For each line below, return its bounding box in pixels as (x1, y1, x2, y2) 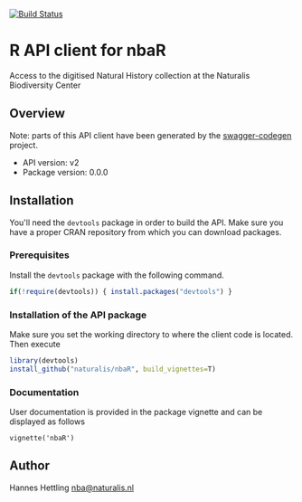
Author (9, 458, 50, 474)
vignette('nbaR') (9, 434, 75, 443)
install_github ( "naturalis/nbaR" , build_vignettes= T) (9, 365, 217, 374)
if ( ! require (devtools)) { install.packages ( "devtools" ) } (9, 287, 232, 296)
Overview (9, 106, 66, 121)
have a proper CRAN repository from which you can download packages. (9, 226, 282, 237)
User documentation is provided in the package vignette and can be (9, 407, 263, 418)
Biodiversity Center (9, 80, 81, 90)
